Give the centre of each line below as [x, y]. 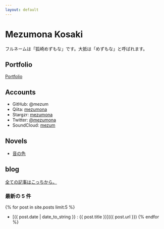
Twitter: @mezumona [34, 120]
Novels [16, 141]
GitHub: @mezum [30, 104]
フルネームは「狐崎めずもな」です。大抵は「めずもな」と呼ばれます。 [76, 49]
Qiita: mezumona [29, 109]
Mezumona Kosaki [44, 34]
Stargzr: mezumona [32, 115]
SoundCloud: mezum [34, 125]
